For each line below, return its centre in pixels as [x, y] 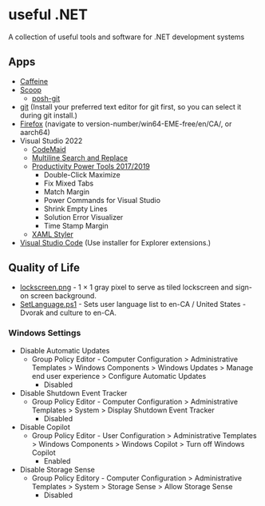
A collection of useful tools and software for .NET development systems [127, 37]
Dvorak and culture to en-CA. [68, 313]
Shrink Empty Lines [75, 209]
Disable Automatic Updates [65, 350]
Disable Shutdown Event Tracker [73, 392]
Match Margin [67, 191]
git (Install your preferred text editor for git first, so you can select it [131, 106]
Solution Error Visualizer [83, 217]
